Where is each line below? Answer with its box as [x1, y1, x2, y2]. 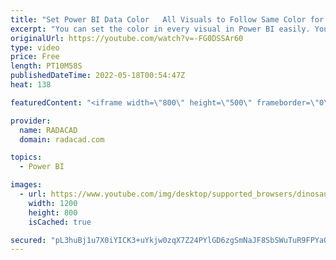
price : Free [10, 52, 60, 62]
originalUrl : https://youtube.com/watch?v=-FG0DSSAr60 [10, 33, 244, 43]
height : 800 [28, 207, 78, 218]
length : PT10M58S [10, 61, 83, 71]
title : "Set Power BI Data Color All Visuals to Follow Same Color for [10, 14, 325, 25]
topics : [10, 152, 43, 163]
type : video [10, 42, 60, 53]
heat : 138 [10, 80, 52, 90]
